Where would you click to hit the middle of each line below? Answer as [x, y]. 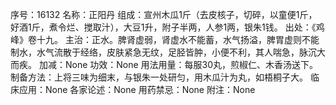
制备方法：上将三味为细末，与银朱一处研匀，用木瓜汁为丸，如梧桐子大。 [159, 77]
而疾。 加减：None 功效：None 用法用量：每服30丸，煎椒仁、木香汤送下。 [164, 64]
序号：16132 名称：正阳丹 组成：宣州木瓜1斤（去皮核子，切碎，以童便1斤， [164, 14]
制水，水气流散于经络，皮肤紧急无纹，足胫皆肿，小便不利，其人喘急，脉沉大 [168, 52]
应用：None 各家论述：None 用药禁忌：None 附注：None [137, 89]
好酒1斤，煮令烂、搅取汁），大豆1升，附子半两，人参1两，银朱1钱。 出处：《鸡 [167, 27]
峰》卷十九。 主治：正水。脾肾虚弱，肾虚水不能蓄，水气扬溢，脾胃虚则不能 [165, 39]
